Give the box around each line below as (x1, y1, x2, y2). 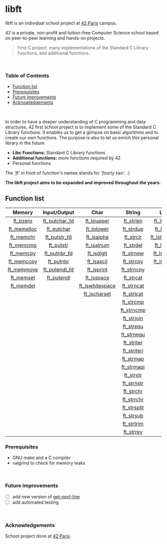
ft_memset (10, 274, 35, 281)
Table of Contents (5, 72, 50, 79)
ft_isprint (86, 266, 108, 273)
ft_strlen (123, 217, 143, 224)
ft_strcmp (122, 299, 144, 306)
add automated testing (12, 499, 59, 505)
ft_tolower (85, 226, 109, 233)
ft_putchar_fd (43, 217, 74, 224)
